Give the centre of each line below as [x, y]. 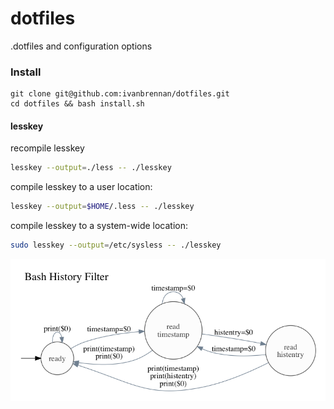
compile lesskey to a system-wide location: [99, 226]
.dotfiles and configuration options [81, 46]
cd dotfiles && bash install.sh [77, 104]
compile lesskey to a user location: [81, 187]
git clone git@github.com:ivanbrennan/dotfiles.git [120, 94]
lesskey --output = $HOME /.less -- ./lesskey [102, 207]
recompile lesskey [47, 148]
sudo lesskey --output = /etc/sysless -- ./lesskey [116, 245]
